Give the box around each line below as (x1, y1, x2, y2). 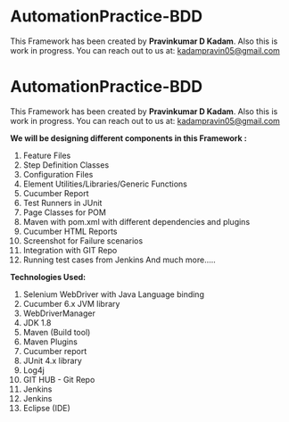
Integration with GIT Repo (22, 244, 118, 255)
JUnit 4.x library (22, 355, 83, 366)
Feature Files (22, 150, 71, 161)
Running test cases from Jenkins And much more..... (22, 254, 217, 265)
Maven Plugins (22, 336, 78, 347)
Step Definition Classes (22, 159, 110, 170)
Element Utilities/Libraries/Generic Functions (22, 178, 188, 189)
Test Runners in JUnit (22, 197, 103, 208)
